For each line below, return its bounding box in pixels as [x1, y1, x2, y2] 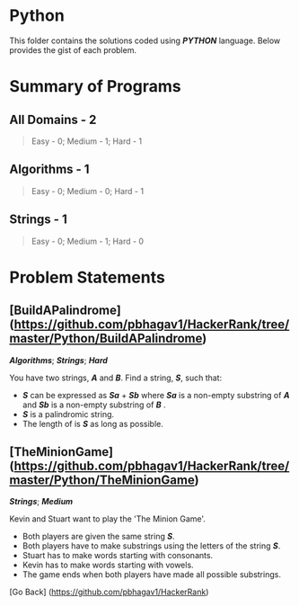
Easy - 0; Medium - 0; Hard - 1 [31, 185, 145, 196]
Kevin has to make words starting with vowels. [22, 559, 195, 571]
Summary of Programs [9, 76, 181, 97]
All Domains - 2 [9, 111, 97, 127]
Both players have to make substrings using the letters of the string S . [22, 540, 281, 551]
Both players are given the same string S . [22, 531, 175, 542]
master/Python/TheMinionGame [9, 472, 195, 487]
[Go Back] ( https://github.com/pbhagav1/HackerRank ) [9, 586, 209, 598]
